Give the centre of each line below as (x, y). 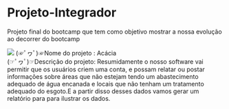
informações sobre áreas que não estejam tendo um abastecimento (103, 76)
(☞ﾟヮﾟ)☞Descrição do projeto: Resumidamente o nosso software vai (106, 61)
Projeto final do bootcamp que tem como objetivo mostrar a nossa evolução (115, 32)
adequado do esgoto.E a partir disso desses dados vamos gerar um (103, 91)
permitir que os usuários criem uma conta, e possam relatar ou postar (106, 69)
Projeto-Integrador (62, 13)
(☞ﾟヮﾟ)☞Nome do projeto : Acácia (66, 53)
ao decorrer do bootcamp (44, 38)
